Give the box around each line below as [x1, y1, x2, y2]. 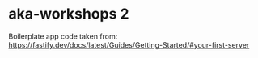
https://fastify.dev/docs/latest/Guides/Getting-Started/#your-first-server [8, 39, 250, 49]
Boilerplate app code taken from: [8, 31, 118, 41]
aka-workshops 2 [8, 5, 129, 23]
